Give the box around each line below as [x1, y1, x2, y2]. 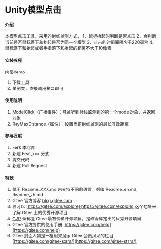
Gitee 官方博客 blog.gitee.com [12, 198, 72, 204]
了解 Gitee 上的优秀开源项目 [12, 210, 68, 216]
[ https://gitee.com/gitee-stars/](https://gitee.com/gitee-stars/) [12, 238, 137, 244]
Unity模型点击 [5, 4, 62, 15]
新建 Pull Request [12, 163, 47, 168]
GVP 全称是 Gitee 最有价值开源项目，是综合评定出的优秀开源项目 [12, 216, 142, 221]
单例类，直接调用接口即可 [12, 85, 64, 91]
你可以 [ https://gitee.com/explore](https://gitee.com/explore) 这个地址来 [12, 204, 157, 209]
